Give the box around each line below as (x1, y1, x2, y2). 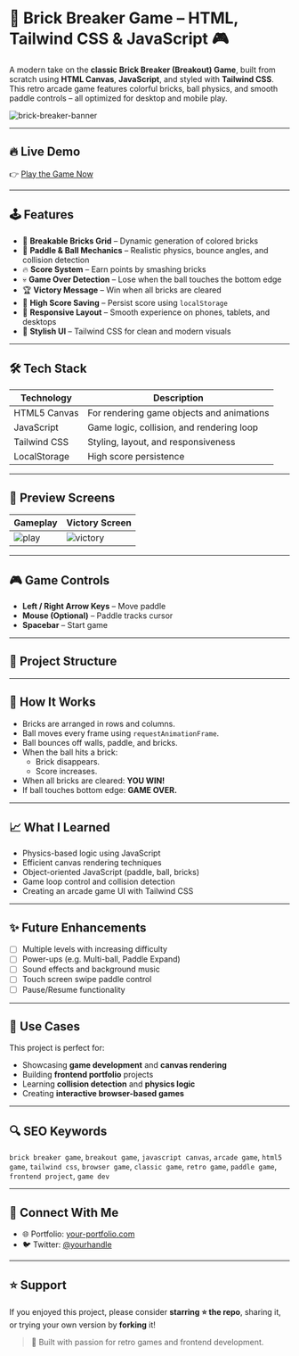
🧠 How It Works (9, 695, 96, 710)
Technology (20, 392, 73, 404)
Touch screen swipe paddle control (21, 974, 152, 985)
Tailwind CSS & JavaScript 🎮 (9, 29, 230, 49)
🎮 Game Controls (9, 573, 110, 588)
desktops (21, 316, 57, 327)
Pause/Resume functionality (21, 984, 126, 995)
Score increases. (35, 765, 98, 776)
